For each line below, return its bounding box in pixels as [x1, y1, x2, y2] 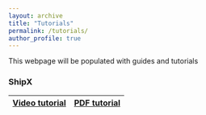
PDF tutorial [74, 97, 121, 109]
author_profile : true [8, 34, 82, 43]
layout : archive [8, 11, 63, 20]
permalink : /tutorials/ [8, 27, 89, 35]
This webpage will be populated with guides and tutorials [8, 56, 199, 66]
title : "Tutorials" [8, 19, 74, 27]
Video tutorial [12, 97, 66, 109]
